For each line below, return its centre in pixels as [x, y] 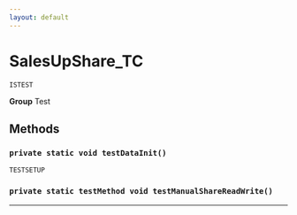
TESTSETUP [27, 170]
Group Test [30, 101]
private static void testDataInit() [88, 153]
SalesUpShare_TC [76, 61]
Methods [34, 129]
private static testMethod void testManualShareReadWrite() [141, 192]
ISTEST [21, 85]
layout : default [39, 17]
